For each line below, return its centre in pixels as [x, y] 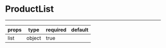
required [56, 29]
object [34, 38]
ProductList [30, 9]
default [80, 29]
